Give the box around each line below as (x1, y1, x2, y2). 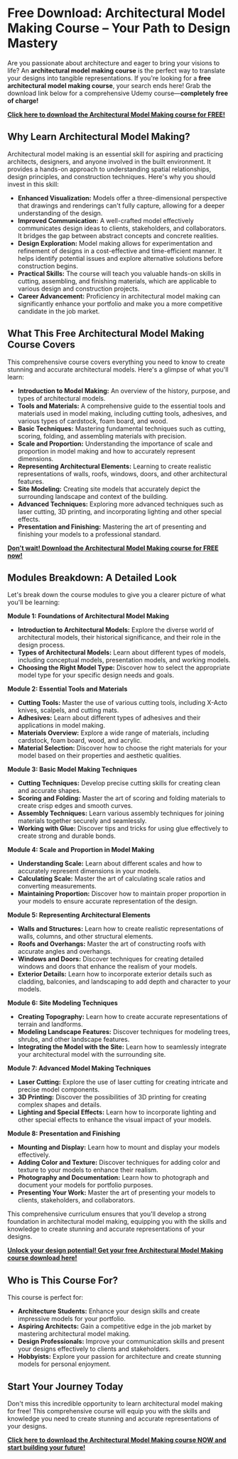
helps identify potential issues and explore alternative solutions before (17, 254, 224, 262)
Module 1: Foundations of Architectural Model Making (7, 612, 169, 620)
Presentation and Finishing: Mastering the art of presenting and (17, 522, 207, 531)
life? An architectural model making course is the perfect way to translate (7, 66, 226, 75)
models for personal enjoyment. (17, 1360, 112, 1369)
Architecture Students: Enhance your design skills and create (17, 1307, 200, 1315)
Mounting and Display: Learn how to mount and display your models (17, 1143, 220, 1152)
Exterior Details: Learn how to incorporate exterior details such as (17, 970, 212, 979)
